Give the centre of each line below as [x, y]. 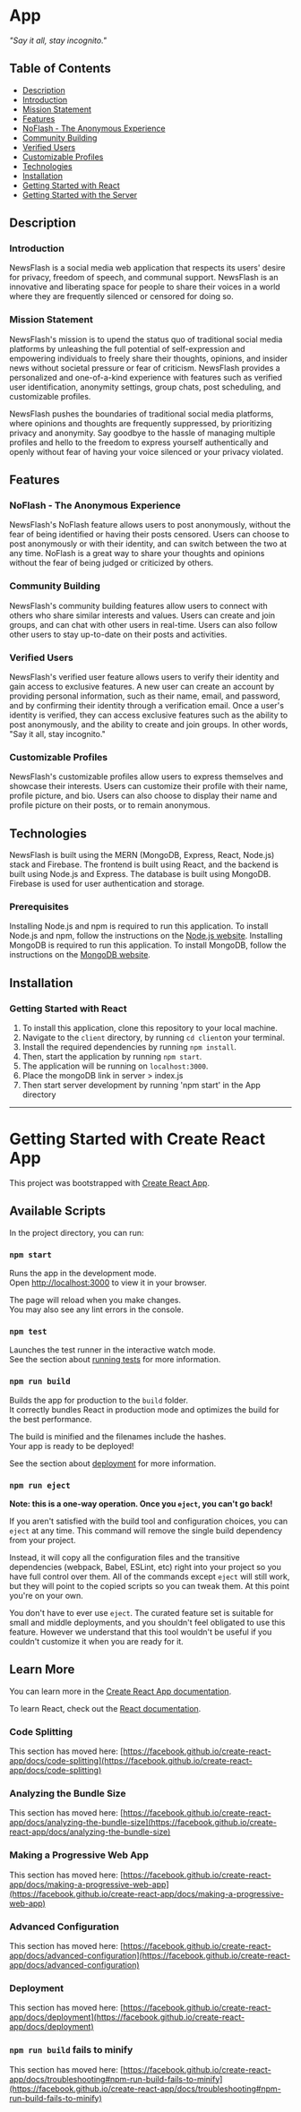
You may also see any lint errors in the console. [96, 1309]
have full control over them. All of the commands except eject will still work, [150, 1576]
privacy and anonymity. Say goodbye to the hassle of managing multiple [142, 433]
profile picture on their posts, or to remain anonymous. [110, 805]
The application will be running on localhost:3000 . [115, 1066]
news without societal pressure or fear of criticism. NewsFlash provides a [145, 367]
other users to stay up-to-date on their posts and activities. [118, 634]
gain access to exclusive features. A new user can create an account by [142, 687]
